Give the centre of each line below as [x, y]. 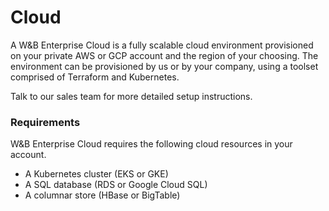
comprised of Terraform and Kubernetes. [95, 77]
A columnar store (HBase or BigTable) [102, 195]
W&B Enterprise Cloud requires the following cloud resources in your [151, 144]
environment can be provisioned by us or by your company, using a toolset [164, 66]
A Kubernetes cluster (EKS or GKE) [96, 174]
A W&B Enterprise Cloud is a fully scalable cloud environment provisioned [162, 45]
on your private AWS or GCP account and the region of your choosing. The [164, 55]
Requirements [45, 122]
